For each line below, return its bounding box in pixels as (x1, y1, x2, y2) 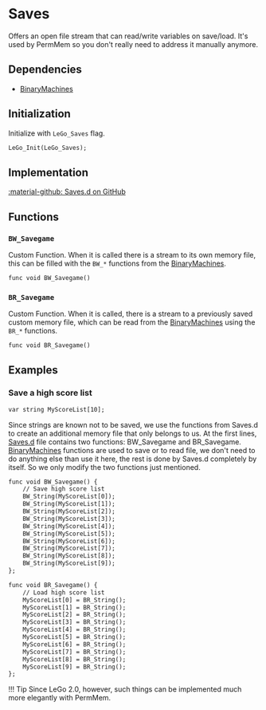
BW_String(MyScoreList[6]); (22, 537, 115, 545)
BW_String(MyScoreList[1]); (22, 500, 115, 508)
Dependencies (8, 63, 82, 77)
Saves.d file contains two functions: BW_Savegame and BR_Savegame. (8, 436, 241, 447)
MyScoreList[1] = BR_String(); (22, 603, 127, 611)
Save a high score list (8, 388, 93, 399)
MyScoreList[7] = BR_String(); (22, 648, 127, 656)
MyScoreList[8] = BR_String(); (22, 655, 127, 663)
